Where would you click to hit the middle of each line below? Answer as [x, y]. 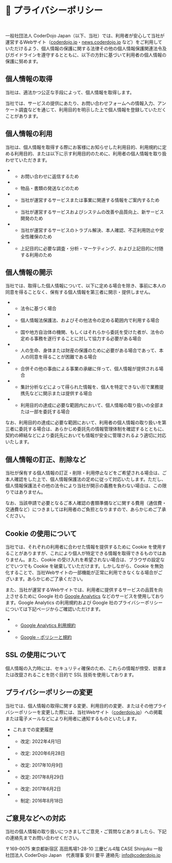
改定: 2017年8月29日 [42, 777]
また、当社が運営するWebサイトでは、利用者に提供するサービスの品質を [82, 590]
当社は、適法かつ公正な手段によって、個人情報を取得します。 [70, 92]
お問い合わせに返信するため [50, 176]
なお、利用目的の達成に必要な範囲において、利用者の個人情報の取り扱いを [84, 423]
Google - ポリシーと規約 [46, 637]
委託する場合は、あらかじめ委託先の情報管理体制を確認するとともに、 [93, 429]
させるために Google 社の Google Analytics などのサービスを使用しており [87, 596]
